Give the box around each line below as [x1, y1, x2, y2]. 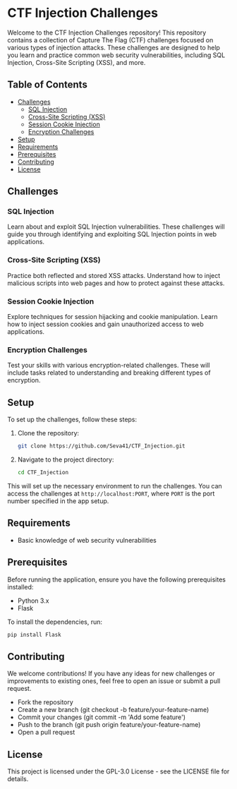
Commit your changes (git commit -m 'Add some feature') [17, 713, 186, 721]
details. [7, 775, 29, 783]
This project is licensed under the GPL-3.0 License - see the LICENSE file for [7, 767, 230, 776]
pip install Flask [7, 631, 61, 638]
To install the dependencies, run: [7, 618, 103, 626]
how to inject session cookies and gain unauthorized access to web [7, 320, 205, 329]
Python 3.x [17, 596, 49, 605]
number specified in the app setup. [7, 496, 109, 505]
